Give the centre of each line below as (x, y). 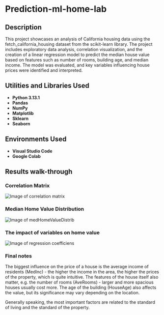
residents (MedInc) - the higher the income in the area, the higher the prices (82, 272)
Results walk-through (39, 172)
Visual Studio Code (32, 151)
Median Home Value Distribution (45, 209)
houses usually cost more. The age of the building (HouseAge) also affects (81, 287)
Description (23, 27)
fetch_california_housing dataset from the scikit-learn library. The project (79, 44)
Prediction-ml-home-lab (56, 9)
